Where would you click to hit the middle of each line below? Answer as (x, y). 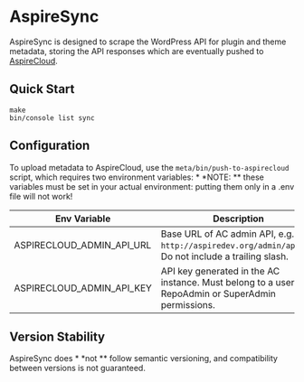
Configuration (50, 146)
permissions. (188, 304)
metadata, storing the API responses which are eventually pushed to (137, 51)
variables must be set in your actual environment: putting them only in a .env (152, 186)
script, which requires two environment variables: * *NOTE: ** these (137, 177)
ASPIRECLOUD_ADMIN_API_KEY (83, 288)
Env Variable (83, 219)
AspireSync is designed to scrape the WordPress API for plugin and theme (148, 42)
